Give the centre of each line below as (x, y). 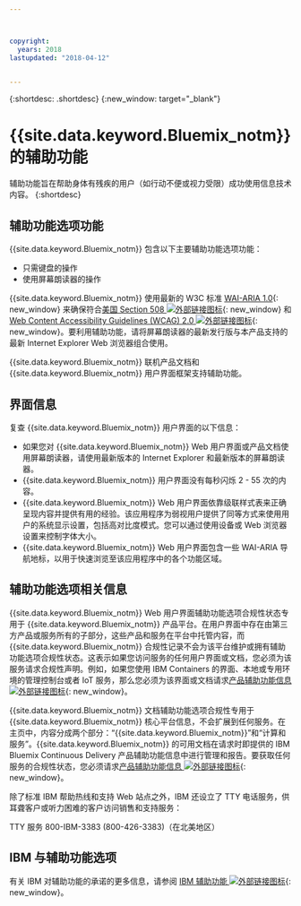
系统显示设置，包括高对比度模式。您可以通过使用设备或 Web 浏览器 (163, 524)
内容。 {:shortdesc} (46, 194)
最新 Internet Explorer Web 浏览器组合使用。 (91, 343)
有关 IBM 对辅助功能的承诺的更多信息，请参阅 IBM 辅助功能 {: (150, 881)
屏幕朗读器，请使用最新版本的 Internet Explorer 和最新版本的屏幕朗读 (157, 457)
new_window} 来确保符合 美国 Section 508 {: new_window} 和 (150, 309)
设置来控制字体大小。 (61, 536)
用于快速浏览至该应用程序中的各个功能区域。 (144, 558)
